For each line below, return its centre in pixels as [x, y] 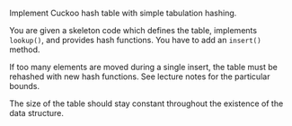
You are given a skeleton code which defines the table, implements [133, 30]
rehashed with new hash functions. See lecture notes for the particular [140, 76]
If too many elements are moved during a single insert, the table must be [144, 67]
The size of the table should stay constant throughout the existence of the [146, 103]
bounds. [25, 86]
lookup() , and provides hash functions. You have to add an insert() [136, 40]
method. [25, 49]
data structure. [37, 113]
